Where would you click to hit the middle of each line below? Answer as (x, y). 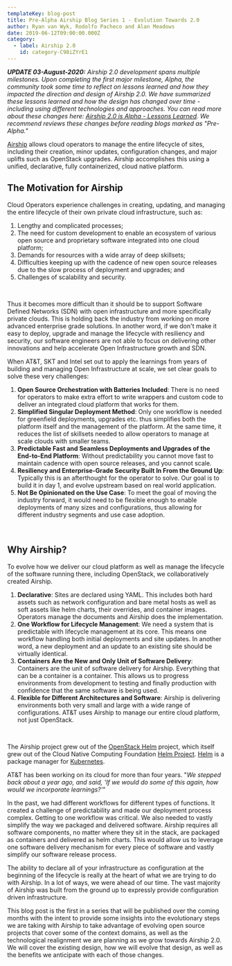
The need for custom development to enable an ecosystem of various (117, 233)
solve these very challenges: (48, 376)
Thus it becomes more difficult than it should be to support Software (105, 304)
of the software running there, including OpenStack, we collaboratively (108, 574)
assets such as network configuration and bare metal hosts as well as (117, 602)
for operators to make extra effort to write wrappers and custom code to (120, 397)
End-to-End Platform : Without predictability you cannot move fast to (115, 456)
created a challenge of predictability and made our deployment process (109, 810)
